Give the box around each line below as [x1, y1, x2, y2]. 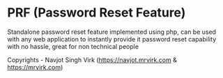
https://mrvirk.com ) [7, 63, 63, 71]
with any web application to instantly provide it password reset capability [7, 35, 217, 43]
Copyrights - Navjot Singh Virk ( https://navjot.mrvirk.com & [7, 55, 178, 64]
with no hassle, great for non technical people [7, 42, 139, 50]
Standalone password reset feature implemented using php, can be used [7, 28, 217, 36]
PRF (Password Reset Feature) [7, 5, 186, 21]
